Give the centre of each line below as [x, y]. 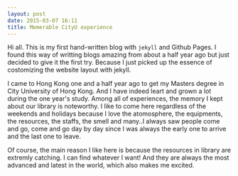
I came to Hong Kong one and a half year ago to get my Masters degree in [116, 84]
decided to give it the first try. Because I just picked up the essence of [110, 62]
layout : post [27, 14]
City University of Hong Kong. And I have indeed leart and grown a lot [109, 91]
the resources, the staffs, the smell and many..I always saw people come [114, 121]
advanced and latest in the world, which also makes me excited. [101, 165]
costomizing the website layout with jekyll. [69, 70]
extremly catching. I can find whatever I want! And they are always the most [118, 158]
